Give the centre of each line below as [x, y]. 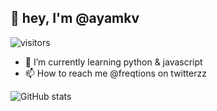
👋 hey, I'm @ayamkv [75, 18]
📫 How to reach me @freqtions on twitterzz [115, 73]
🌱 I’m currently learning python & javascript [113, 62]
